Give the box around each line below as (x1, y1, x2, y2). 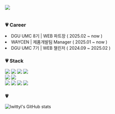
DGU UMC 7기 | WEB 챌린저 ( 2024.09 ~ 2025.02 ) (11, 45, 111, 51)
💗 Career (5, 21, 27, 28)
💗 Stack (5, 57, 24, 64)
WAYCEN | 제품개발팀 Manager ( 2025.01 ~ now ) (11, 39, 108, 45)
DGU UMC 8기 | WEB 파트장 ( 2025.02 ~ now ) (11, 33, 103, 39)
